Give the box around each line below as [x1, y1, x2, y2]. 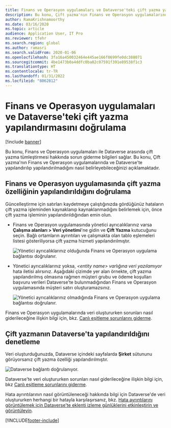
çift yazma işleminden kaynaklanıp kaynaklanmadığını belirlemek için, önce [5, 206, 162, 212]
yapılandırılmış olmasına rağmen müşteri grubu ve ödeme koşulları [12, 273, 152, 280]
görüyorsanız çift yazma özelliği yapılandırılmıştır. [5, 356, 108, 362]
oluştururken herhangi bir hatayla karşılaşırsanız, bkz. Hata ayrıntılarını [5, 397, 153, 403]
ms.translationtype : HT [5, 64, 56, 69]
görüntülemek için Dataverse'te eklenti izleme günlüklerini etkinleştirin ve [5, 402, 159, 408]
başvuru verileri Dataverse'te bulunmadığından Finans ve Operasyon [12, 279, 157, 285]
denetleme [5, 338, 40, 346]
